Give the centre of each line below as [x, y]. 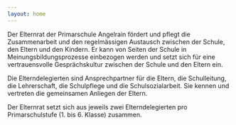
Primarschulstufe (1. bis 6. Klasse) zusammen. [75, 114]
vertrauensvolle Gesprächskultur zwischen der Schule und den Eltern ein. [115, 64]
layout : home [27, 14]
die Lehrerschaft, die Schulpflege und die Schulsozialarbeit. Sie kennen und [118, 85]
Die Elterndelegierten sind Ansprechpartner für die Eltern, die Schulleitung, [117, 78]
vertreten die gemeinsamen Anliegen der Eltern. [77, 93]
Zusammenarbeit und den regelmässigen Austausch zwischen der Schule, [116, 42]
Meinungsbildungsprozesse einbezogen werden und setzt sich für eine [111, 57]
